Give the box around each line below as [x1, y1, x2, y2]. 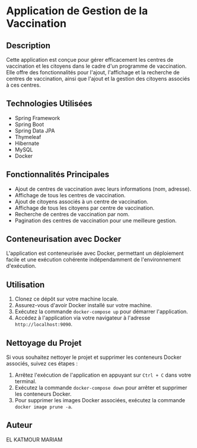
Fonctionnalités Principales [6, 169, 110, 179]
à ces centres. [6, 81, 41, 89]
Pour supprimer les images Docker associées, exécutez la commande [14, 397, 186, 404]
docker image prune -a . [14, 403, 73, 411]
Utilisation [6, 279, 45, 289]
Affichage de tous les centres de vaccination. [14, 191, 126, 198]
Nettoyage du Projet [6, 337, 82, 348]
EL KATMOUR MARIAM [6, 436, 63, 443]
